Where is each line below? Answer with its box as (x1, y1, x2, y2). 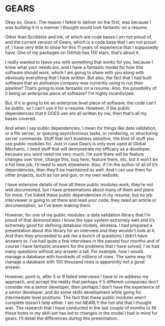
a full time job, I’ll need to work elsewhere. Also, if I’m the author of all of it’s (5, 162, 158, 167)
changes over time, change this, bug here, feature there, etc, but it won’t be (5, 156, 158, 162)
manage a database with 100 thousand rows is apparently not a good (5, 259, 145, 265)
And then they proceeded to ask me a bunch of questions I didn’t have (5, 233, 148, 239)
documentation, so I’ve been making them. (5, 202, 92, 208)
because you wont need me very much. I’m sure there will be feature (5, 151, 144, 157)
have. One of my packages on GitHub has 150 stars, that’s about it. (5, 50, 140, 55)
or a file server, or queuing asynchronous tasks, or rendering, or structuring (5, 130, 158, 136)
